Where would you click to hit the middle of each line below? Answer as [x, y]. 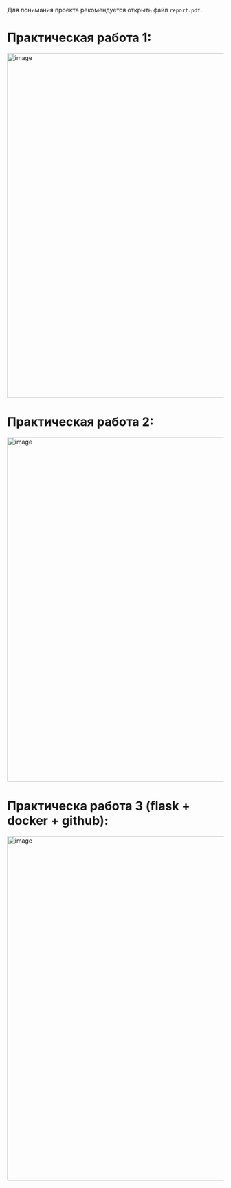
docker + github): [58, 821]
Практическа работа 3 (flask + [99, 806]
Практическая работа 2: [80, 422]
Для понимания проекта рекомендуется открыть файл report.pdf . [105, 10]
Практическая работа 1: [79, 38]
